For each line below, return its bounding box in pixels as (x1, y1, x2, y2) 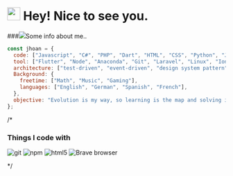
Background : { (13, 71, 54, 78)
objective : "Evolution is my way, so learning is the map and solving (13, 97, 222, 104)
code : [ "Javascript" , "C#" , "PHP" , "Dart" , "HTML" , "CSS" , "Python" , (13, 52, 219, 59)
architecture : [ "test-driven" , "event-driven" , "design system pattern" (13, 64, 228, 72)
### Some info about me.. (7, 32, 87, 40)
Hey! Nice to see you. (23, 8, 149, 24)
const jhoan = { (7, 45, 54, 52)
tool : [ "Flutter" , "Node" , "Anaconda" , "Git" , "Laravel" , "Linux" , (13, 58, 213, 65)
